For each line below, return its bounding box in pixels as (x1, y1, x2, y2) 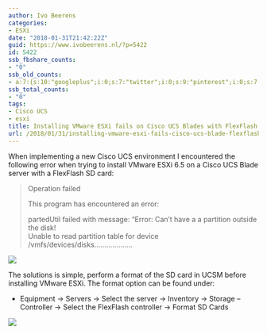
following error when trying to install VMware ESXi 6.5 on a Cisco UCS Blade (8, 159, 258, 169)
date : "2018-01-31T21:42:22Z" (8, 33, 109, 42)
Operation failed (27, 183, 81, 193)
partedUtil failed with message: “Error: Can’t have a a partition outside (27, 214, 257, 224)
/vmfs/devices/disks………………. (27, 240, 133, 249)
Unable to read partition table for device (27, 231, 159, 240)
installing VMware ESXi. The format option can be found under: (8, 278, 215, 288)
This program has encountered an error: (27, 199, 160, 209)
